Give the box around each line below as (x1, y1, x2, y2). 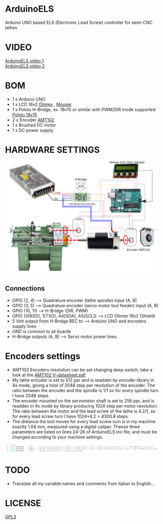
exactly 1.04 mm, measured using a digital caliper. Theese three (12, 424, 140, 430)
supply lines (12, 323, 36, 329)
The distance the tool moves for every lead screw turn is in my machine (12, 418, 156, 424)
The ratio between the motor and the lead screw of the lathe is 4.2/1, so (12, 408, 156, 414)
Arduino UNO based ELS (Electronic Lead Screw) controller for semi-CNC (5, 19, 153, 25)
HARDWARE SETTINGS (5, 145, 100, 155)
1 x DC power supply (12, 127, 54, 133)
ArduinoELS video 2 (5, 63, 45, 69)
